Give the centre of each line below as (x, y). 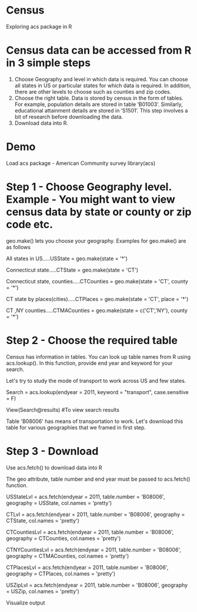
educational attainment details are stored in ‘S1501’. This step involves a (101, 110)
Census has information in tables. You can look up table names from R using (98, 356)
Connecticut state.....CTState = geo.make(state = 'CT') (72, 270)
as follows (19, 247)
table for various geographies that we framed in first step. (76, 427)
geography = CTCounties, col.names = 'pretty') (64, 538)
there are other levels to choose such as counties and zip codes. (93, 91)
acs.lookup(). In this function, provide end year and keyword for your (89, 363)
